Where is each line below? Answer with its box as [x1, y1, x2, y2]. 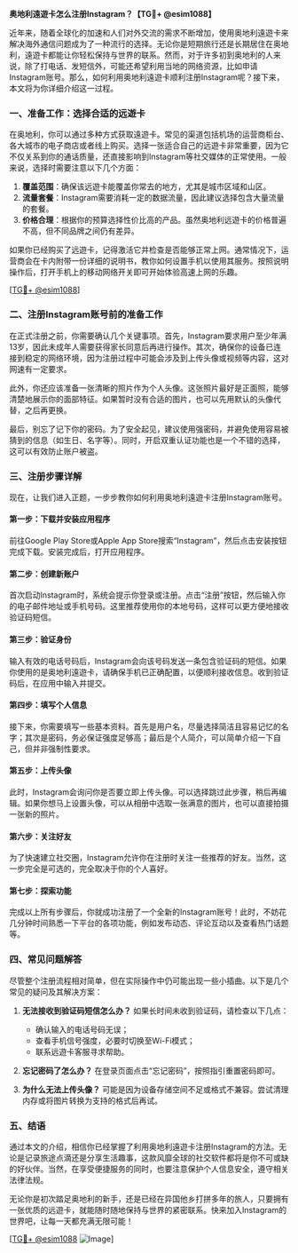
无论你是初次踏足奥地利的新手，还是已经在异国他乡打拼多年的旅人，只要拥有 [9, 1194, 289, 1204]
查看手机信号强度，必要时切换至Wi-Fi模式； [35, 1035, 195, 1046]
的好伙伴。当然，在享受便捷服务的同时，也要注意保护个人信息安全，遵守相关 [9, 1163, 289, 1174]
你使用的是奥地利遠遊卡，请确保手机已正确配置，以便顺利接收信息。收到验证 [9, 666, 289, 678]
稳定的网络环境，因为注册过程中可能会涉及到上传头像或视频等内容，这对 [24, 353, 289, 363]
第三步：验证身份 [9, 634, 72, 645]
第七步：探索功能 [9, 885, 72, 896]
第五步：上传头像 [9, 765, 72, 776]
